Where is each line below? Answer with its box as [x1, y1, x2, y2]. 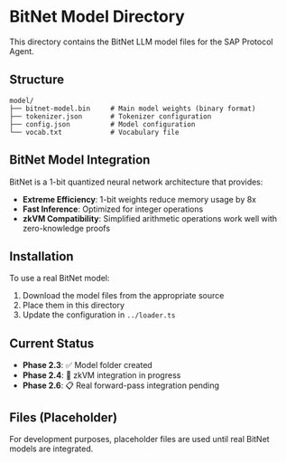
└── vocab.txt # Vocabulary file [9, 128, 180, 137]
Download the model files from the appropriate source [22, 290, 225, 301]
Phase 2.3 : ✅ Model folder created [22, 360, 153, 371]
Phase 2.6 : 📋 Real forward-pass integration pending [22, 380, 219, 391]
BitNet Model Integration [9, 152, 151, 168]
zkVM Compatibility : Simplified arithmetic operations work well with [22, 213, 278, 223]
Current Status [9, 335, 95, 351]
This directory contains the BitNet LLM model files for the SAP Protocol [9, 36, 273, 47]
